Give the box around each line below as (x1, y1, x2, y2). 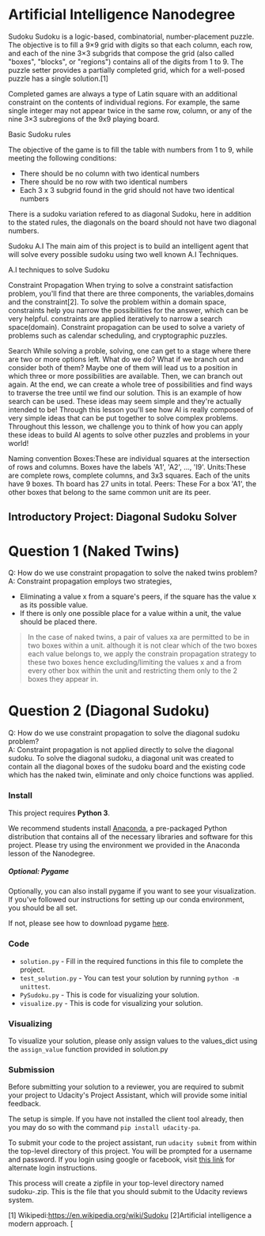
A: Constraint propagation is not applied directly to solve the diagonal (8, 745, 234, 754)
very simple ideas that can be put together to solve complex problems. (8, 413, 239, 422)
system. (8, 1196, 34, 1205)
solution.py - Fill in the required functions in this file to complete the (19, 956, 244, 966)
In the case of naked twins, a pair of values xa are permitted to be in (27, 633, 250, 642)
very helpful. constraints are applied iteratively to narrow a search (8, 314, 223, 323)
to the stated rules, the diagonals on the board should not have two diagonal (8, 217, 257, 227)
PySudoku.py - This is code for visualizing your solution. (19, 990, 200, 1000)
